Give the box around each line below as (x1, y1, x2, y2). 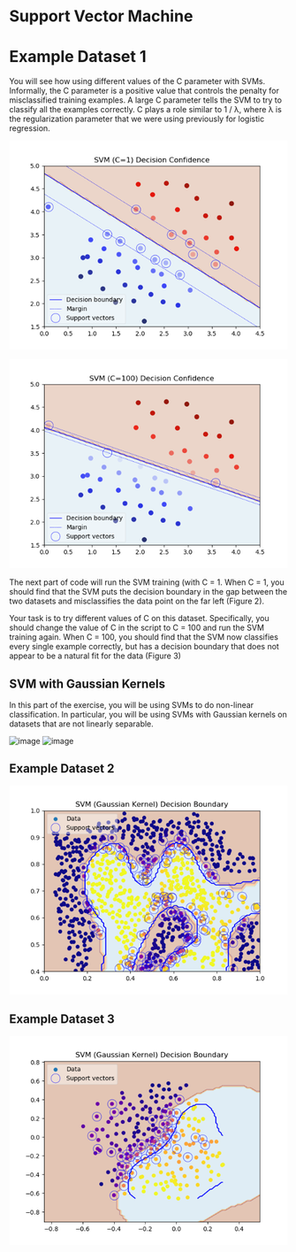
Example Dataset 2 (9, 761, 115, 776)
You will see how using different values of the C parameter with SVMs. (9, 76, 266, 87)
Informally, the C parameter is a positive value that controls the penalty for (9, 86, 280, 96)
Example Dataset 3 (9, 1011, 115, 1027)
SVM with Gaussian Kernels (9, 676, 166, 691)
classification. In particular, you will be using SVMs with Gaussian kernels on (9, 709, 287, 719)
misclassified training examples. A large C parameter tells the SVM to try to (9, 95, 283, 105)
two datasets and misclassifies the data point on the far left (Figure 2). (9, 595, 265, 607)
